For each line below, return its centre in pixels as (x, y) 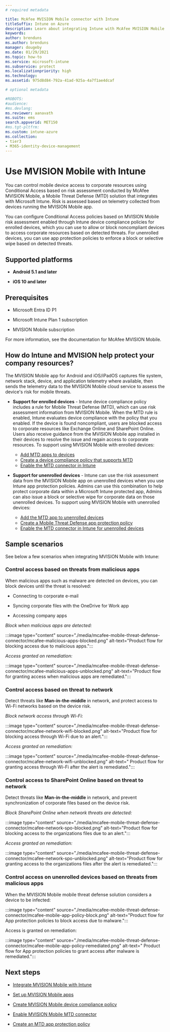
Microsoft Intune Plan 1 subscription (50, 319)
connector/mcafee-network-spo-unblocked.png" (57, 858)
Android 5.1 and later (35, 272)
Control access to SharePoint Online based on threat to (74, 780)
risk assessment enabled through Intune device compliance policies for (80, 222)
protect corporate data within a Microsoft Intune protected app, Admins (87, 491)
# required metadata (27, 10)
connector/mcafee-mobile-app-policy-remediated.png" (63, 946)
